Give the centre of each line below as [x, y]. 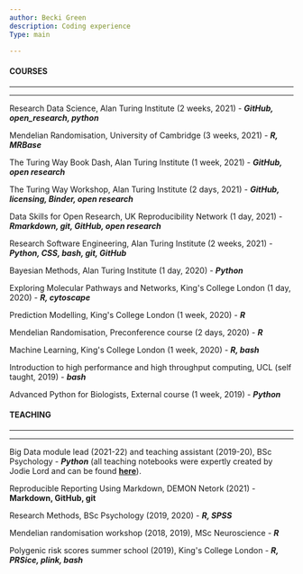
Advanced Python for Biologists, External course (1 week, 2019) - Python [145, 394]
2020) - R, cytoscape [50, 297]
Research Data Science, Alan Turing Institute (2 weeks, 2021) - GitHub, [141, 108]
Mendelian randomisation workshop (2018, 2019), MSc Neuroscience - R [144, 533]
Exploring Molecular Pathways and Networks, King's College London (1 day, [150, 287]
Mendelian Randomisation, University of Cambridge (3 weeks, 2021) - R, [143, 135]
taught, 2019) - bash [48, 377]
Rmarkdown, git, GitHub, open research [85, 225]
